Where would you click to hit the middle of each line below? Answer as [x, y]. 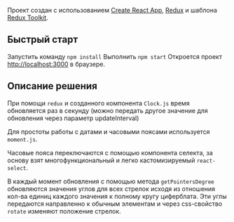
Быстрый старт [43, 40]
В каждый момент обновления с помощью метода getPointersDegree [111, 181]
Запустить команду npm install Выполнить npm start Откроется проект [115, 56]
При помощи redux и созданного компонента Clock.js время [99, 103]
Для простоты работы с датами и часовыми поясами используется [109, 131]
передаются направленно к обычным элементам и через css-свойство [115, 204]
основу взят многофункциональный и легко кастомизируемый [101, 160]
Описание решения [53, 86]
